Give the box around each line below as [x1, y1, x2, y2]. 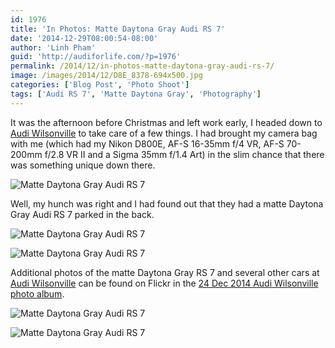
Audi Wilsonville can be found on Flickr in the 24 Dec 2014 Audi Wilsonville [10, 277, 319, 289]
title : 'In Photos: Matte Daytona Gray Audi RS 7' [10, 24, 226, 34]
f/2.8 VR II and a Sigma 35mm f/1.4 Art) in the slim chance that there [44, 148, 325, 160]
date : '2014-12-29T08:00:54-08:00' [10, 33, 159, 43]
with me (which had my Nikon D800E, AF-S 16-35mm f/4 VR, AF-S [10, 137, 285, 150]
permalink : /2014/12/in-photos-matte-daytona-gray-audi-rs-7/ [10, 61, 275, 71]
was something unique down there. [10, 159, 156, 171]
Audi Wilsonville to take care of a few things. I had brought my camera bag [10, 127, 318, 139]
